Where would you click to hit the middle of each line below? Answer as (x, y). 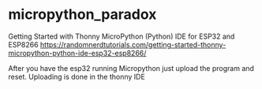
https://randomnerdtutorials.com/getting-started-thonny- (133, 44)
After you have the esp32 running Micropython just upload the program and (131, 68)
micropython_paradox (82, 15)
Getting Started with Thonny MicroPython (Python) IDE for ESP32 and (122, 36)
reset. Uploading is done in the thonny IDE (77, 76)
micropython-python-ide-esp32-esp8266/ (77, 53)
